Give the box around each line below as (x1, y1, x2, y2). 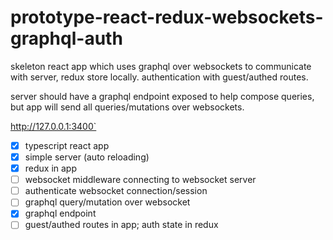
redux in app (24, 162, 78, 175)
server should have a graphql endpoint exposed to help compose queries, (10, 90, 315, 102)
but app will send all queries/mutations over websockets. (10, 101, 245, 113)
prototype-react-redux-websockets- (10, 6, 324, 29)
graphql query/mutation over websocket (24, 196, 191, 208)
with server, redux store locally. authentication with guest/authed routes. (10, 71, 309, 83)
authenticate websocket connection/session (24, 185, 208, 197)
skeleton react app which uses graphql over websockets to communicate (10, 60, 312, 72)
